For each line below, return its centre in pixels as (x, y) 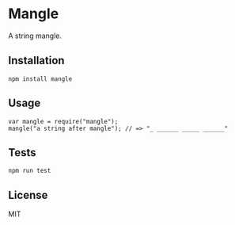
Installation (36, 61)
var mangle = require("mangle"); (63, 121)
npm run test (30, 171)
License (28, 195)
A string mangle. (35, 36)
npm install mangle (40, 79)
